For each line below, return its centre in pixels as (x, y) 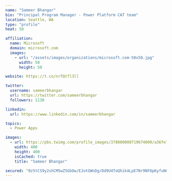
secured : (15, 171)
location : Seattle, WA (29, 20)
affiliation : (19, 39)
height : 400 (27, 152)
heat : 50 (15, 29)
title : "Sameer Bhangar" (41, 161)
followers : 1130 (27, 100)
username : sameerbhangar (36, 90)
